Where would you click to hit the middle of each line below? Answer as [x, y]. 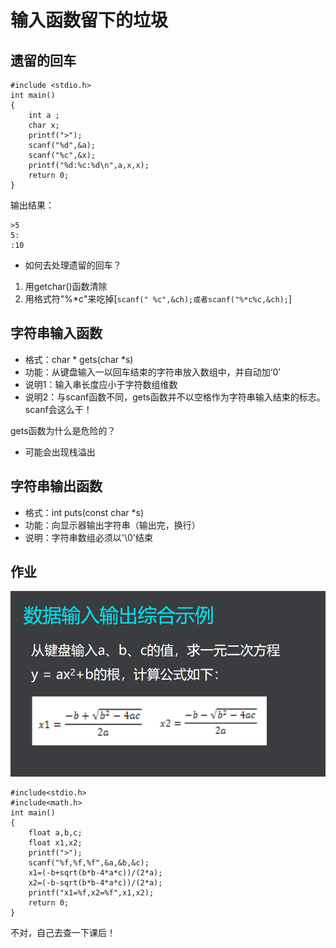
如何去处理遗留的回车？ [73, 265]
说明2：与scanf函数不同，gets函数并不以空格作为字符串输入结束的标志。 [175, 397]
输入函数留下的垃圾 [89, 20]
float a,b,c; [55, 833]
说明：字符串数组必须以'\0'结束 [89, 537]
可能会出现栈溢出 [60, 452]
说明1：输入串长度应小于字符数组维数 [101, 384]
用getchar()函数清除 [66, 286]
